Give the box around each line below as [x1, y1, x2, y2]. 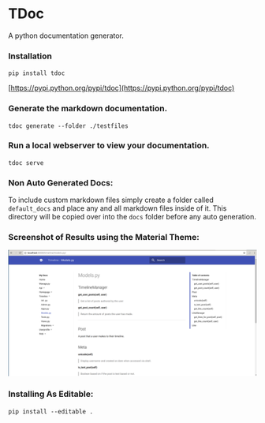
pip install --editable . [8, 407, 93, 415]
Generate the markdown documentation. [8, 103, 168, 114]
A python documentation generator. [8, 31, 125, 40]
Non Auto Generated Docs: [8, 177, 114, 188]
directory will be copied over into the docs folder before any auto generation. [8, 212, 256, 222]
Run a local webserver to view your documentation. [8, 140, 211, 151]
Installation [8, 51, 53, 62]
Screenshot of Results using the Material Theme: [8, 232, 200, 243]
